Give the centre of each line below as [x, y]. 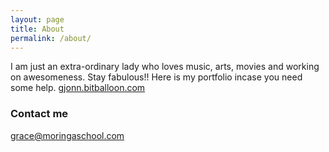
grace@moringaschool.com [67, 135]
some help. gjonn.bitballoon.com [78, 88]
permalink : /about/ [51, 38]
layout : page [37, 19]
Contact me [39, 114]
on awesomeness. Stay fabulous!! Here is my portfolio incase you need [156, 77]
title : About [37, 29]
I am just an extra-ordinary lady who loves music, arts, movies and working [165, 67]
